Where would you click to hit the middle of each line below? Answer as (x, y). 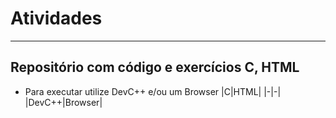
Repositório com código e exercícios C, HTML (155, 67)
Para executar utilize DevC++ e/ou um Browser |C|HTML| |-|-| (153, 91)
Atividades (56, 18)
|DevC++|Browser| (63, 102)
